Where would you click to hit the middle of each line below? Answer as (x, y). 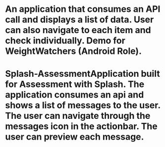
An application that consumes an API (83, 9)
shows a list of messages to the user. (83, 105)
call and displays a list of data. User (80, 20)
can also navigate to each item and (78, 30)
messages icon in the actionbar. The (81, 126)
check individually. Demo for (65, 41)
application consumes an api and (75, 95)
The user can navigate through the (78, 116)
